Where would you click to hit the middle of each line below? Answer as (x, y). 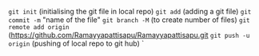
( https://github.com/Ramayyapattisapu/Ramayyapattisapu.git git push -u (129, 35)
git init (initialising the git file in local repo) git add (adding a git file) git (130, 11)
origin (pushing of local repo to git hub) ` (76, 43)
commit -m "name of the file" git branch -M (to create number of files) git (129, 20)
